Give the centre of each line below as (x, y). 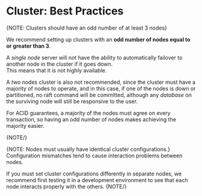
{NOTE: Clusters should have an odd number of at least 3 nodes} (87, 28)
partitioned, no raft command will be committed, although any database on (99, 95)
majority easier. (25, 125)
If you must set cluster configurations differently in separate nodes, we (94, 174)
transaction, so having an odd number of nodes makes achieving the (91, 119)
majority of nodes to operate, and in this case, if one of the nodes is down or (101, 88)
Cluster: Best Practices (65, 11)
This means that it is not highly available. (57, 70)
